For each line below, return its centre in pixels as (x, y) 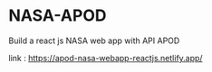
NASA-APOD (58, 16)
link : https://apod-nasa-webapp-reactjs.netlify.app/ (106, 58)
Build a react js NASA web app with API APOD (94, 40)
